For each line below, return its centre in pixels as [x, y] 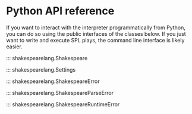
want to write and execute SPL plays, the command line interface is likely [95, 40]
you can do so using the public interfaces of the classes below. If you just [96, 33]
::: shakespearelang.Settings [41, 69]
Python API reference [60, 11]
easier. [14, 47]
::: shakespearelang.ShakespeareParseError [60, 93]
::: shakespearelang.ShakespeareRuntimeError [63, 104]
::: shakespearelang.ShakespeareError [53, 81]
